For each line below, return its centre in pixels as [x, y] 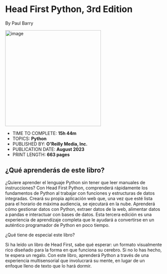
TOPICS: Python [29, 139]
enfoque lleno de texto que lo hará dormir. [48, 266]
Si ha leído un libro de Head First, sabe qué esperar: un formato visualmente [84, 244]
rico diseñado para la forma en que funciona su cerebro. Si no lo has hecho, [83, 250]
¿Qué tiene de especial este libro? [40, 235]
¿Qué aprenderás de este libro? [55, 170]
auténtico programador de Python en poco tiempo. [57, 225]
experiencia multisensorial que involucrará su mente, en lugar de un [75, 260]
